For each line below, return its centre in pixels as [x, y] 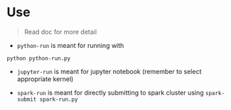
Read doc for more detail [60, 32]
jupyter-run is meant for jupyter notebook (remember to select [109, 71]
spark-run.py [59, 99]
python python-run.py [39, 58]
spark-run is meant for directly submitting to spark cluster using [110, 92]
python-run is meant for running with [70, 45]
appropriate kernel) [45, 79]
